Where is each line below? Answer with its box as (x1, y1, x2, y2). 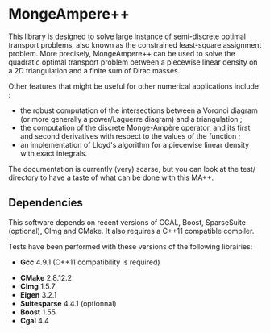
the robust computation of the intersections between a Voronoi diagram (19, 106, 258, 115)
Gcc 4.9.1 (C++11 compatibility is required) (19, 257, 160, 267)
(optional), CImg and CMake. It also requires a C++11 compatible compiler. (8, 226, 255, 235)
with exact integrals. (19, 148, 88, 158)
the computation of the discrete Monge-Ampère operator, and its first (19, 123, 251, 132)
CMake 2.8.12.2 (19, 273, 73, 282)
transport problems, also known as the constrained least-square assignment (8, 40, 262, 49)
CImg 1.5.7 (19, 281, 56, 291)
